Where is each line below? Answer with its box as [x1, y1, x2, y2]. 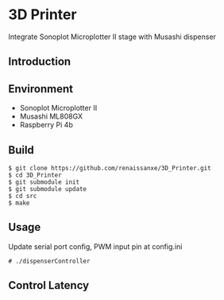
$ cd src [8, 192, 37, 200]
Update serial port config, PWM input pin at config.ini [8, 241, 183, 251]
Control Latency [8, 279, 90, 292]
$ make [8, 199, 30, 207]
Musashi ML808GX [19, 111, 83, 121]
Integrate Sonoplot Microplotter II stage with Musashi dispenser [8, 32, 217, 41]
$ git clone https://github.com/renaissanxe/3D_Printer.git [8, 164, 212, 172]
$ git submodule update [8, 185, 87, 193]
